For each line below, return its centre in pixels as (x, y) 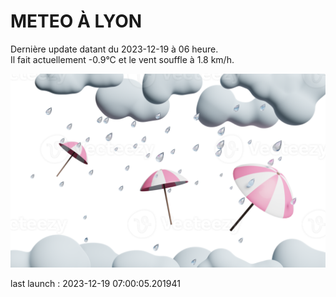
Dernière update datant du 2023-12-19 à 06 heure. (114, 49)
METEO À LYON (76, 21)
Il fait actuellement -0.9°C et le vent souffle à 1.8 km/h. (122, 59)
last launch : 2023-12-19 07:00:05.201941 (95, 284)
